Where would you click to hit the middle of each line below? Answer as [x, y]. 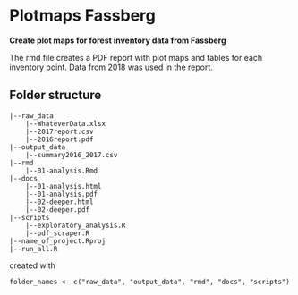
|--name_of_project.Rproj [57, 241]
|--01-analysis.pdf [62, 194]
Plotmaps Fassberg [83, 16]
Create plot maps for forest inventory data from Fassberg [118, 40]
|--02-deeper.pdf [58, 210]
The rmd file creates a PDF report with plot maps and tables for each [136, 57]
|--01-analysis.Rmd [62, 171]
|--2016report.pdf [60, 139]
